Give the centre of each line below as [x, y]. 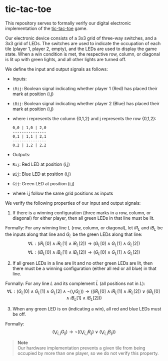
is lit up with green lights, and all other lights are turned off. [66, 59]
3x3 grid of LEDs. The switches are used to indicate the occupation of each [83, 43]
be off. [19, 314]
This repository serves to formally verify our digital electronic [68, 23]
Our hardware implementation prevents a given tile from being [81, 348]
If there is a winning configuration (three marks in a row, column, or [81, 213]
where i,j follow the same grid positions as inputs [63, 193]
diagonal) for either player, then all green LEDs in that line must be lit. [83, 218]
